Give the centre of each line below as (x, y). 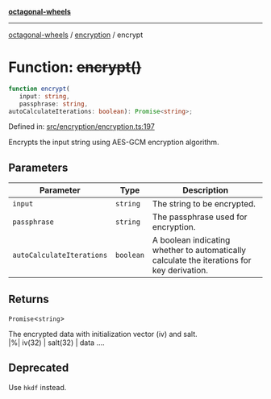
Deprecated (39, 368)
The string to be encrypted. (204, 204)
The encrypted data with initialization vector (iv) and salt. (103, 335)
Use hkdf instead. (38, 387)
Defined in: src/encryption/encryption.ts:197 (81, 127)
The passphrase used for (200, 217)
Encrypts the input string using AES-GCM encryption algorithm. (114, 142)
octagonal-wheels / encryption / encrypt (76, 35)
